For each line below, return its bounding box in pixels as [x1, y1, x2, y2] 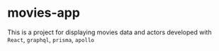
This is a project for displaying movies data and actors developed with [7, 28, 212, 36]
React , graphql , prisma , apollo [7, 35, 94, 43]
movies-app [7, 5, 80, 21]
